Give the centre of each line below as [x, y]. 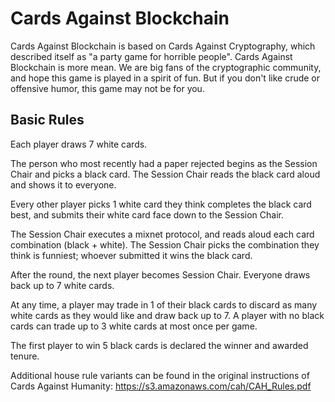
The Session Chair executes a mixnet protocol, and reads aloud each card [162, 234]
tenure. [25, 356]
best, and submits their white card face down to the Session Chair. [147, 214]
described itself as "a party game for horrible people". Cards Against [151, 56]
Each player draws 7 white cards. [79, 144]
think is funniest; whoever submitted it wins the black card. [131, 255]
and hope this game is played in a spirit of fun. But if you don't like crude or [165, 78]
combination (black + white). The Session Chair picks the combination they [165, 244]
